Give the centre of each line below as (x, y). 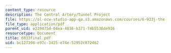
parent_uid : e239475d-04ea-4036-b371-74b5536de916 (60, 29)
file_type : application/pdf (35, 24)
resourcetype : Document (31, 33)
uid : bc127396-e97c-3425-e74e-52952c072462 (52, 43)
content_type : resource (31, 10)
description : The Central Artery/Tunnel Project (58, 15)
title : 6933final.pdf (28, 38)
